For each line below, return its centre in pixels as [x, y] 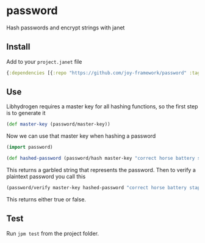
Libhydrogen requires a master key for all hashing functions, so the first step [102, 107]
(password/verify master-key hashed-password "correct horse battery [97, 188]
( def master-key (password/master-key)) [59, 124]
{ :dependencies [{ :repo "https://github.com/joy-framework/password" [97, 73]
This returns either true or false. [46, 199]
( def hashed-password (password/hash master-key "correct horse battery [101, 159]
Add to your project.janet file [44, 61]
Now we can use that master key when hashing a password [81, 136]
